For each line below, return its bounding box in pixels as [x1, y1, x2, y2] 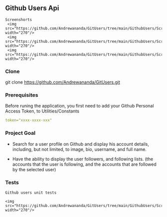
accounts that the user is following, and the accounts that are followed [12, 161, 157, 167]
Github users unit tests [5, 190, 57, 195]
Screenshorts [5, 17, 32, 22]
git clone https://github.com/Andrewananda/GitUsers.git [5, 79, 120, 85]
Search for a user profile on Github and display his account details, [12, 141, 149, 147]
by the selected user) [12, 166, 56, 172]
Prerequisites [5, 92, 38, 99]
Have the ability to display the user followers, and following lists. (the [12, 156, 153, 162]
